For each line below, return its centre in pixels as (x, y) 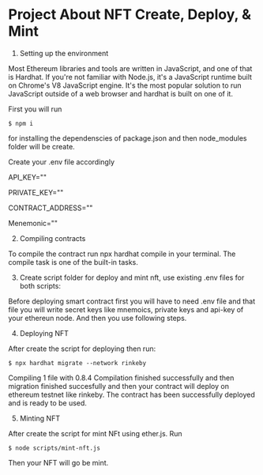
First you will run (35, 109)
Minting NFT (40, 418)
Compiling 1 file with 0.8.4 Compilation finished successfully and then (121, 378)
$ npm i (21, 123)
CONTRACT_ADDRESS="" (51, 208)
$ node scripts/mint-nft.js (54, 448)
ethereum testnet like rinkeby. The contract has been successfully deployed (131, 394)
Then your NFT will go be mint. (58, 462)
